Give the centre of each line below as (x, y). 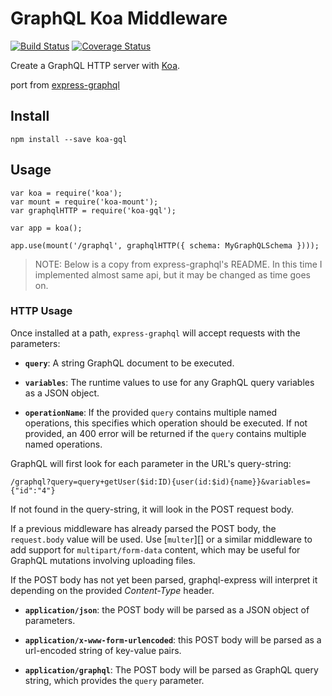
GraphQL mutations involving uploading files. (103, 560)
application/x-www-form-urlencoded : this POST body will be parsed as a (173, 639)
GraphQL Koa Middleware (119, 18)
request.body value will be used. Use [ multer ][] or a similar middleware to (161, 539)
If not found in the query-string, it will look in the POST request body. (152, 509)
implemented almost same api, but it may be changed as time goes (173, 274)
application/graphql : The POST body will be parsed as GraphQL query (171, 669)
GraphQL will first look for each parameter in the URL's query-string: (151, 463)
